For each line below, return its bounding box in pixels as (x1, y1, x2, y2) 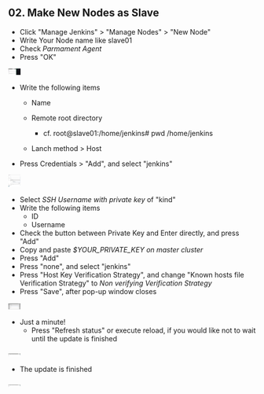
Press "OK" (19, 52, 57, 61)
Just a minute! (19, 318, 66, 327)
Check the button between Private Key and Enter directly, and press (19, 228, 240, 238)
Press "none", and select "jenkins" (19, 262, 131, 271)
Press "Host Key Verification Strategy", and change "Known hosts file (19, 271, 245, 280)
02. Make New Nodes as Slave (8, 6, 159, 20)
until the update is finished (31, 334, 118, 344)
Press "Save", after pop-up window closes (19, 287, 157, 296)
